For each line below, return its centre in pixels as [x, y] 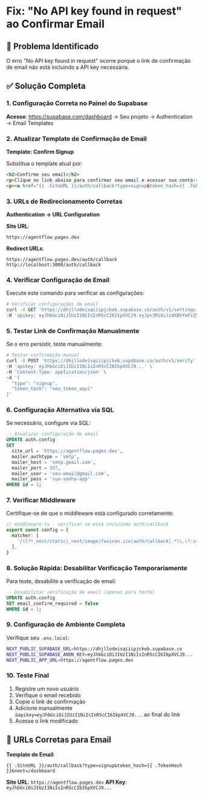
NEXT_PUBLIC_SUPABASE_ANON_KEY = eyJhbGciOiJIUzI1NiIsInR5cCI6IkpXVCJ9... [100, 654]
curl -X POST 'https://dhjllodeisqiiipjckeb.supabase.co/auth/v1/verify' [101, 361]
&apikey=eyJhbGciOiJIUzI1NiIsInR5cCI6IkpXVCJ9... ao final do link [98, 714]
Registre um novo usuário [47, 689]
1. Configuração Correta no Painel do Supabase [77, 103]
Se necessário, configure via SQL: [49, 423]
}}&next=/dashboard [31, 771]
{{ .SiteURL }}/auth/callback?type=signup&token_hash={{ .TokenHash [94, 766]
